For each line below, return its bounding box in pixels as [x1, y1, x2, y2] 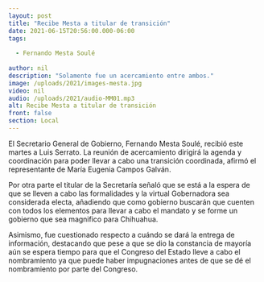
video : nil [8, 86, 45, 95]
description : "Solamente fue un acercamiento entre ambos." [8, 72, 215, 80]
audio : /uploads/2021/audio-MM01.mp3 [8, 94, 135, 102]
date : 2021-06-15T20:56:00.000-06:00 [8, 27, 135, 35]
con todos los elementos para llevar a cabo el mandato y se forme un [8, 205, 238, 215]
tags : [8, 34, 27, 43]
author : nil [8, 64, 48, 73]
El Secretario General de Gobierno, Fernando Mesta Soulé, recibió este [8, 139, 244, 148]
